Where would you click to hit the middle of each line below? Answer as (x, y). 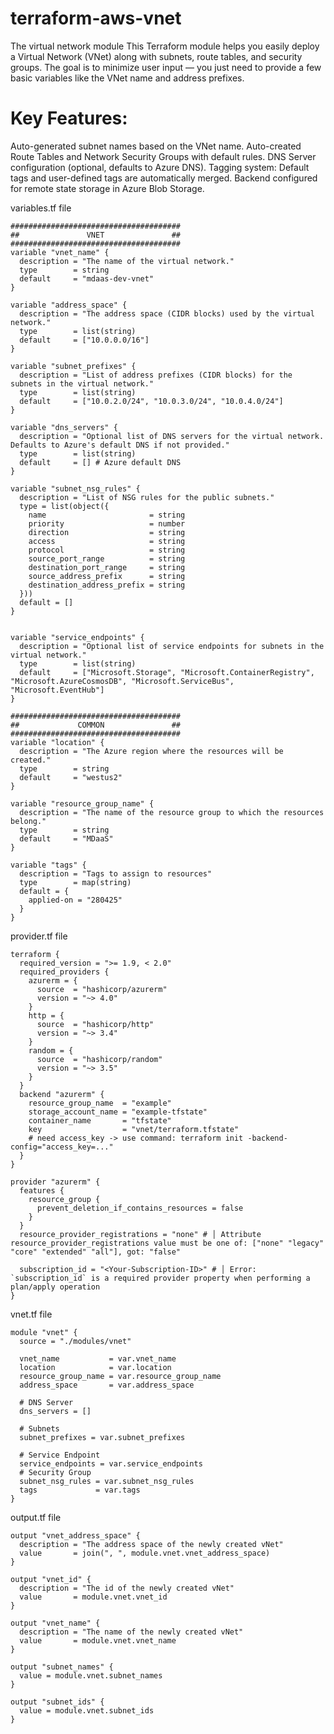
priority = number (107, 523)
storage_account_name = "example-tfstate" (118, 1112)
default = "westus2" (71, 777)
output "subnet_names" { (62, 1667)
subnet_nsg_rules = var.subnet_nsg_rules (107, 1481)
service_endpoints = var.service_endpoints (111, 1463)
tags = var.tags (80, 1490)
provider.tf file (39, 936)
